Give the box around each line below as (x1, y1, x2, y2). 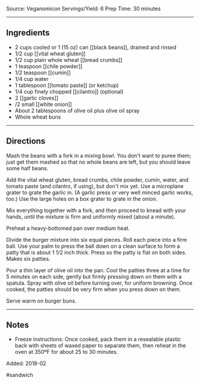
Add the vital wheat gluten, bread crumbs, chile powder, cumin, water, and (6, 176, 189, 183)
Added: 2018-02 (6, 360, 46, 367)
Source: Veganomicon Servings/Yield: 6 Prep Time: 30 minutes (6, 5, 161, 12)
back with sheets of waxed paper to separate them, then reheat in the (14, 342, 186, 349)
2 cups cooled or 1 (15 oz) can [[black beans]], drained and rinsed (14, 43, 177, 51)
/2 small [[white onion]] (14, 101, 73, 108)
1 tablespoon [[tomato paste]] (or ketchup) (14, 82, 119, 89)
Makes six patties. (6, 255, 51, 262)
